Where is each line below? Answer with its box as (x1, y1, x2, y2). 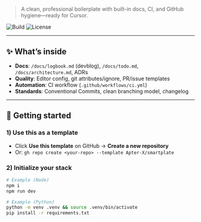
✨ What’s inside (6, 46, 67, 56)
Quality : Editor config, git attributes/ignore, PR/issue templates (14, 75, 170, 82)
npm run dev (6, 188, 36, 194)
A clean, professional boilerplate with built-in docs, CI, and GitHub (20, 5, 184, 13)
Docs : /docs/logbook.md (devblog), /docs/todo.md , (14, 62, 139, 69)
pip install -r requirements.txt (6, 210, 90, 216)
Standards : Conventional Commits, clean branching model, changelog (14, 88, 189, 95)
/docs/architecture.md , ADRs (14, 69, 89, 75)
